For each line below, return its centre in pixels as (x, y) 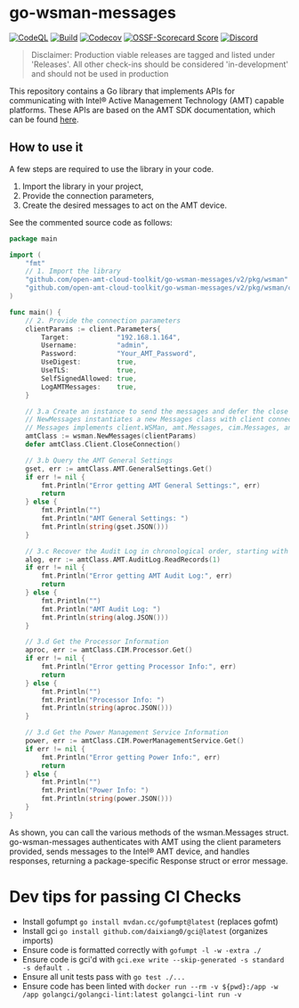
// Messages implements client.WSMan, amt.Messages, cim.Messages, (153, 428)
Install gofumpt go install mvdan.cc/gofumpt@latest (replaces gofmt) (150, 922)
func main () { (36, 312)
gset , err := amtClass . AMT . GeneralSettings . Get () (119, 469)
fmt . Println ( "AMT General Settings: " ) (115, 519)
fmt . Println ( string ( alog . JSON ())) (105, 618)
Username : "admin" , (95, 346)
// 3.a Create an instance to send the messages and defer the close (157, 411)
